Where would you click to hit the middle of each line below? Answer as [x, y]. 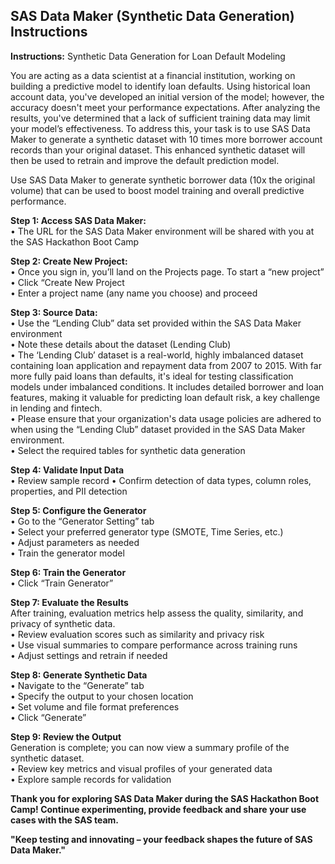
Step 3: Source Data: [54, 312]
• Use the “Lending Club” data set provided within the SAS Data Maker [156, 323]
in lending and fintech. [56, 408]
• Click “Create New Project [67, 282]
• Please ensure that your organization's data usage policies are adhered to [166, 418]
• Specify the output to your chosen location [102, 696]
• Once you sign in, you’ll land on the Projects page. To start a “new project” [167, 271]
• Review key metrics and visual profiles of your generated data [141, 768]
